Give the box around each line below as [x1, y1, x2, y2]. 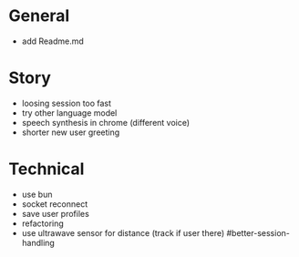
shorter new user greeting [21, 127, 120, 138]
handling [21, 237, 56, 248]
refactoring [21, 218, 65, 229]
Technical [8, 159, 85, 180]
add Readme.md [21, 36, 84, 46]
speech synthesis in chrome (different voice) [21, 117, 191, 128]
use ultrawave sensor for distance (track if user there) [21, 227, 225, 238]
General [8, 5, 70, 26]
